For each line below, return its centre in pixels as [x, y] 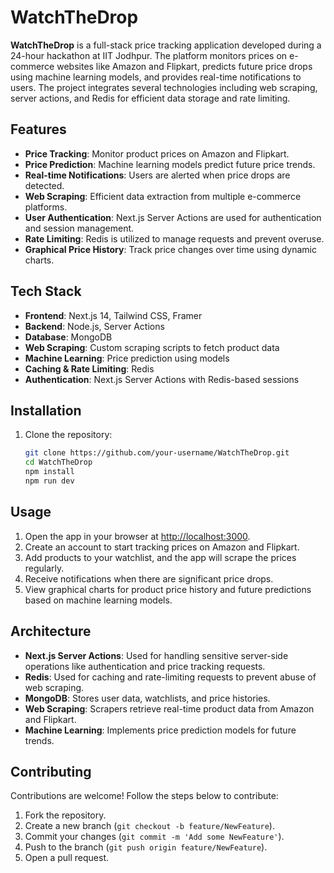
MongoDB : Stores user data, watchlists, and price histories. [147, 698]
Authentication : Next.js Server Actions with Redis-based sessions [162, 379]
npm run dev [49, 481]
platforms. [46, 207]
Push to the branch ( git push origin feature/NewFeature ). [146, 847]
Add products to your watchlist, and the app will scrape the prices [160, 557]
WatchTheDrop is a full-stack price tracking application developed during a [166, 45]
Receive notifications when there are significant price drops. [149, 578]
